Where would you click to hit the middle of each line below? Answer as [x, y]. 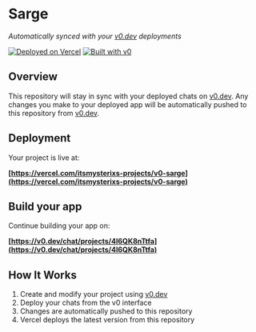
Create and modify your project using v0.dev [94, 294]
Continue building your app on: [59, 226]
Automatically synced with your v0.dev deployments [95, 36]
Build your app [45, 206]
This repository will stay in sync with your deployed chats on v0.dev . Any [128, 96]
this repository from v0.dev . [54, 113]
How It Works [43, 275]
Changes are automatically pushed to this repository [106, 311]
